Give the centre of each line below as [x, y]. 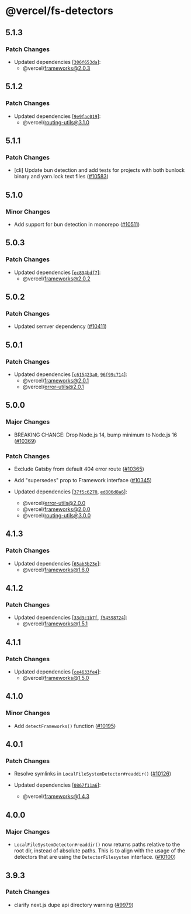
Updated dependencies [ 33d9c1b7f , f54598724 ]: [71, 618]
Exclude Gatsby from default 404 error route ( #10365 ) [79, 469]
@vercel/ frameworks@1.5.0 [56, 678]
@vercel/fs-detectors [59, 11]
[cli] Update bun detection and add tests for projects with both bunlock [99, 170]
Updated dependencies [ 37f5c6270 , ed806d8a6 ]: [71, 492]
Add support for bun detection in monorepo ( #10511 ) [77, 224]
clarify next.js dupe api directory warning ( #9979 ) [74, 905]
